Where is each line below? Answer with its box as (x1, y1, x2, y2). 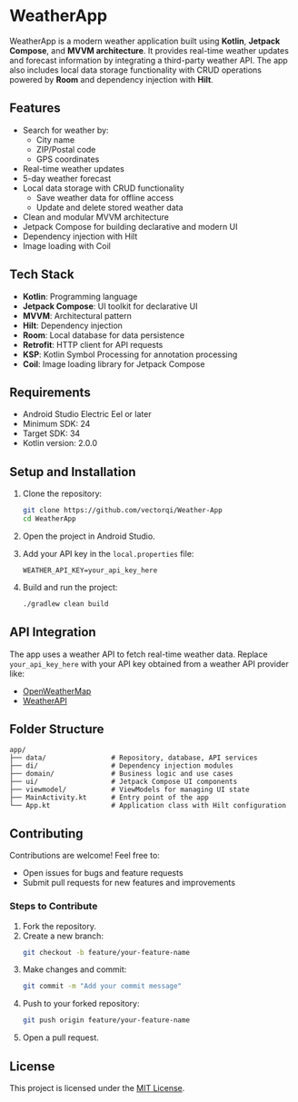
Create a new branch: (22, 930, 104, 941)
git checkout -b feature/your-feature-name (22, 948, 191, 957)
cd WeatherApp (22, 514, 76, 523)
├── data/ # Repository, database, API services (9, 753, 258, 763)
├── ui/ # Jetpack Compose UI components (9, 778, 238, 787)
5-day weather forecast (22, 173, 112, 184)
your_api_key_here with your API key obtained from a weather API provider (9, 658, 289, 669)
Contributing (9, 826, 84, 841)
